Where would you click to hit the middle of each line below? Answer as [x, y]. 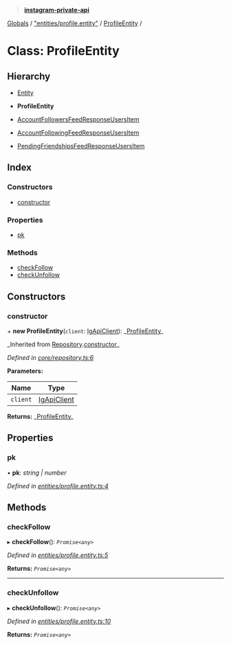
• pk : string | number [37, 473]
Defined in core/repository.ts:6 [51, 357]
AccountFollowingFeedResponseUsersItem [78, 133]
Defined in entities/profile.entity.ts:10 [59, 621]
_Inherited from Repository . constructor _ [64, 344]
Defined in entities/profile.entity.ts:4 [58, 486]
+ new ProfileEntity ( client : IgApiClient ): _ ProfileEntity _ [85, 331]
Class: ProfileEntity [64, 51]
